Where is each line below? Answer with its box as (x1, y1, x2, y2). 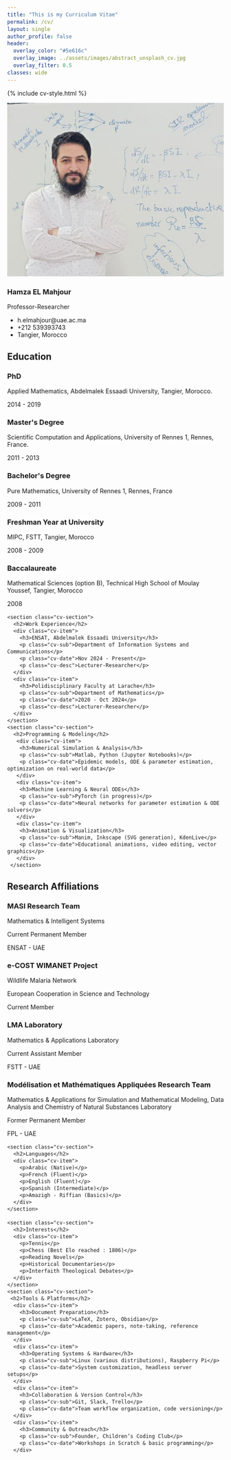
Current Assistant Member (7, 1049, 82, 1057)
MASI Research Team (7, 901, 80, 910)
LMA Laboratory (7, 1020, 63, 1030)
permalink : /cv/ (7, 18, 54, 25)
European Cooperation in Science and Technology (7, 990, 150, 998)
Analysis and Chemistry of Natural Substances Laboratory (7, 1103, 172, 1111)
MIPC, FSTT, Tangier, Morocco (7, 533, 94, 541)
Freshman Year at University (7, 517, 104, 527)
